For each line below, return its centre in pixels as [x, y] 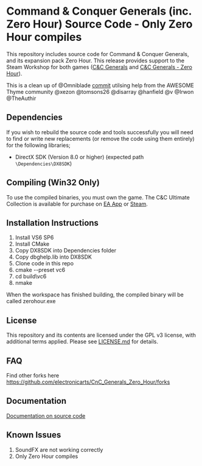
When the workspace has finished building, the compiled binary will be [95, 295]
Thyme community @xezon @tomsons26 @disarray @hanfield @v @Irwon [100, 91]
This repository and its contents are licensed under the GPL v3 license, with [101, 335]
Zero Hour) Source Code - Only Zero [99, 24]
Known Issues [34, 435]
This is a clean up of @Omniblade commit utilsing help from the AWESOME [100, 85]
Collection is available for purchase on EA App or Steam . [77, 204]
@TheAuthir [21, 98]
